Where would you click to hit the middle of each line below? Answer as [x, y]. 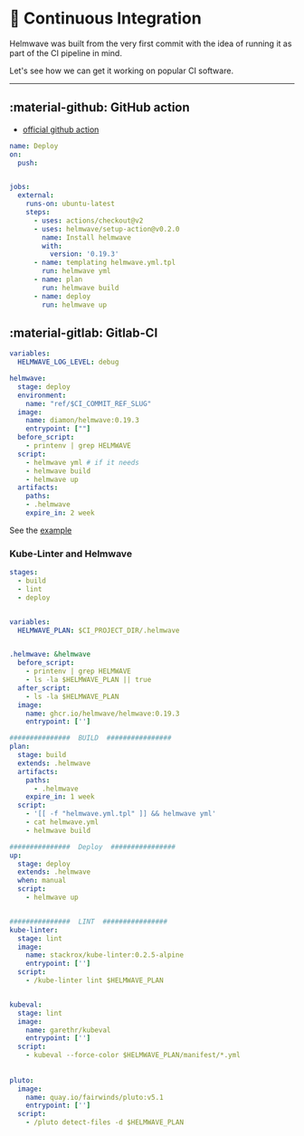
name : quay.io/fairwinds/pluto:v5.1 [95, 1097]
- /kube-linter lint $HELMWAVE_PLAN [95, 980]
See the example [41, 530]
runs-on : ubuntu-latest [71, 204]
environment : [42, 395]
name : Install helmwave [86, 237]
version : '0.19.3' [84, 254]
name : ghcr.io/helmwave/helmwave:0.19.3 [103, 714]
